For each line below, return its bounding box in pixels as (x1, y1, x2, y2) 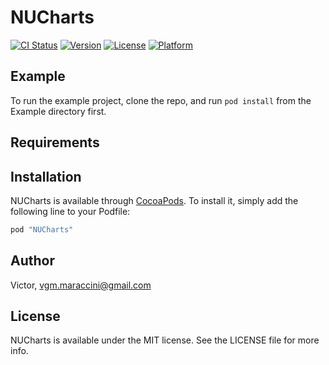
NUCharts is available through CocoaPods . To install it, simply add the (10, 194, 299, 206)
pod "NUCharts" (10, 224, 74, 235)
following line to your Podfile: (10, 205, 131, 217)
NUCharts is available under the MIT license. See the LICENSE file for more (10, 334, 320, 346)
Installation (10, 168, 82, 185)
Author (10, 252, 55, 270)
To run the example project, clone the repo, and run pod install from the (10, 94, 312, 106)
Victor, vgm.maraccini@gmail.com (10, 279, 152, 291)
